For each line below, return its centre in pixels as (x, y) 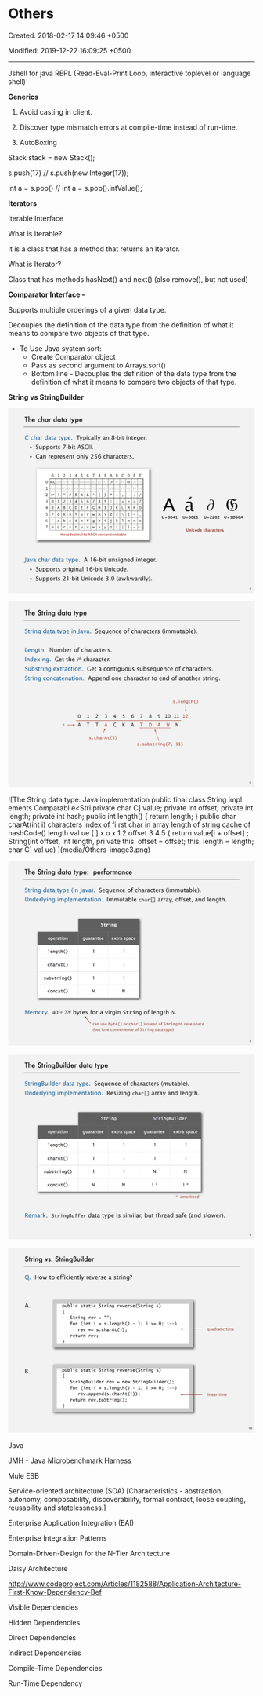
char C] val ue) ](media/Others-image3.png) (79, 850)
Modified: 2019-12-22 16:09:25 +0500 (70, 50)
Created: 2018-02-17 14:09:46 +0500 (68, 35)
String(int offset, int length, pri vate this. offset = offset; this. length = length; (131, 841)
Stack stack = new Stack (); (52, 157)
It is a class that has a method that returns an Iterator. (94, 249)
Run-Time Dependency (45, 1683)
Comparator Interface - (47, 294)
